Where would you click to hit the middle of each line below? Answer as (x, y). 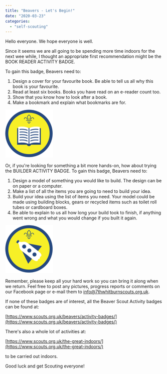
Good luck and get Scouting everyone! (45, 366)
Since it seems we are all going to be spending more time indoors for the (80, 51)
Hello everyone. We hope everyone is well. (49, 41)
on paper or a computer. (37, 186)
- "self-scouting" (29, 27)
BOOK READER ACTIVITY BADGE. (40, 62)
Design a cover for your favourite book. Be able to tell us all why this (83, 81)
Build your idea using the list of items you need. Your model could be (83, 197)
